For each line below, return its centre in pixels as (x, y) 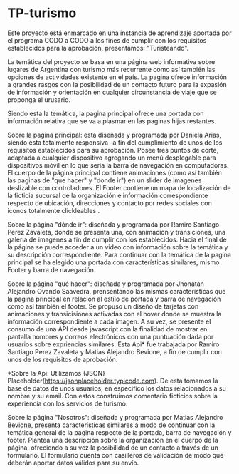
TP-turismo (42, 13)
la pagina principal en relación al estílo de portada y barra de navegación (114, 299)
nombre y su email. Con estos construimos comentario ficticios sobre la (113, 396)
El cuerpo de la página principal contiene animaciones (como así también (115, 172)
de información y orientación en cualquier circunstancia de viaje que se (112, 92)
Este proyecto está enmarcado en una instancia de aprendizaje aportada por (119, 33)
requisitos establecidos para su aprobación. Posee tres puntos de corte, (113, 150)
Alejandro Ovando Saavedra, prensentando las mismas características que (117, 291)
